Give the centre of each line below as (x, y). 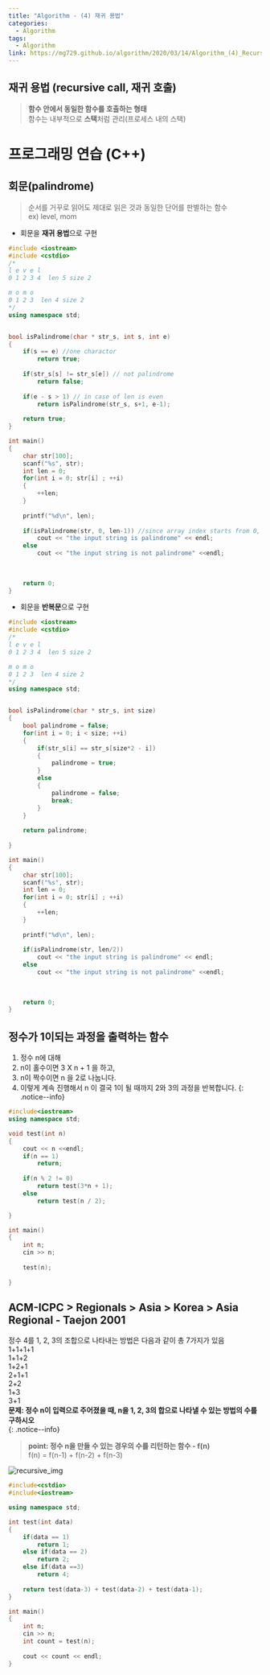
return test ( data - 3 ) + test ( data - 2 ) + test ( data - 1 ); (113, 1589)
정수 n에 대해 (41, 1058)
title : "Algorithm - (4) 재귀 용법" (66, 16)
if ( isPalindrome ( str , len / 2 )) (74, 950)
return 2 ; (53, 1559)
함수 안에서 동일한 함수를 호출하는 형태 (87, 109)
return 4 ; (53, 1574)
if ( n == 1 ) (41, 1156)
